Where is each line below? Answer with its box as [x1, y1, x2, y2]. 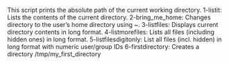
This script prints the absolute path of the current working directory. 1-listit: [7, 6, 222, 14]
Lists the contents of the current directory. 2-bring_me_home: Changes [7, 13, 211, 21]
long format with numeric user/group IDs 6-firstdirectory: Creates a [7, 43, 200, 50]
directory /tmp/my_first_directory [7, 50, 101, 58]
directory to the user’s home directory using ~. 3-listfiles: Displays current [7, 21, 219, 28]
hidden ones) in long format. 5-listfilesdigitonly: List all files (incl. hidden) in [7, 35, 222, 44]
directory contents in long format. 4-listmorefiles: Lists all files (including [7, 28, 215, 36]
